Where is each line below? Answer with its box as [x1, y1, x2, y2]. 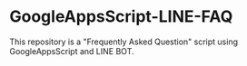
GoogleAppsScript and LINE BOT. [9, 45, 134, 56]
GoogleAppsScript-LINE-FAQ [9, 6, 233, 27]
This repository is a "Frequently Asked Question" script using [9, 36, 239, 47]
